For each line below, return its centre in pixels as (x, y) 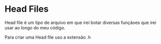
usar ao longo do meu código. (35, 27)
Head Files (27, 9)
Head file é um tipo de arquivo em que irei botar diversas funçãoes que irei (80, 22)
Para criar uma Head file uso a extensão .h (48, 37)
